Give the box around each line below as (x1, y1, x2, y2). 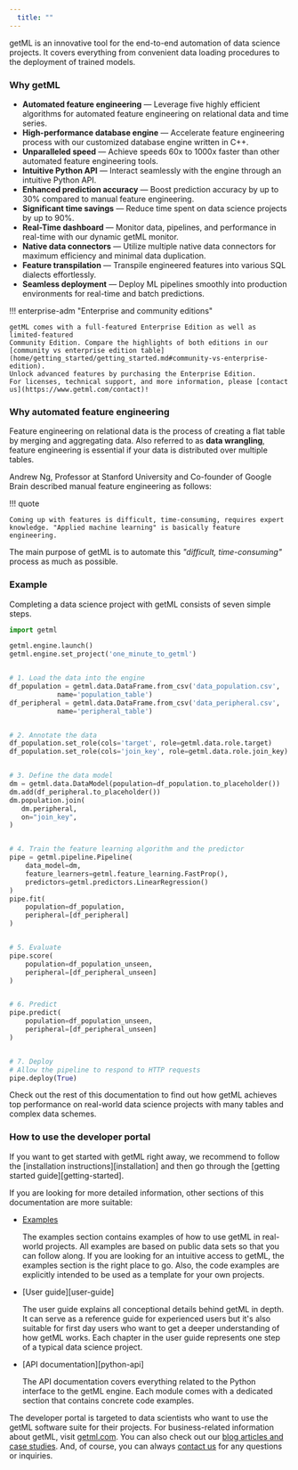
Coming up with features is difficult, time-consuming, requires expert (9, 516, 285, 525)
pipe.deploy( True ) (9, 1074, 77, 1082)
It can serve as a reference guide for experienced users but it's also (21, 1313, 271, 1324)
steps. (9, 608, 32, 619)
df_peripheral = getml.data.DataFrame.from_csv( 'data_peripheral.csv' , (9, 698, 280, 707)
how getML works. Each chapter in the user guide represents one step (21, 1332, 281, 1343)
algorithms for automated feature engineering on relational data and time (21, 108, 289, 118)
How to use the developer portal (9, 1131, 151, 1143)
